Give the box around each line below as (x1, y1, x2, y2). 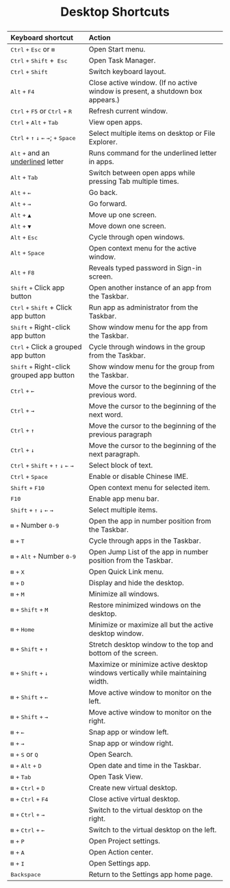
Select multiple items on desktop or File (88, 128, 216, 138)
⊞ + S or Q (10, 749, 39, 759)
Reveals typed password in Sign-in (88, 264, 202, 273)
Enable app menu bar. (88, 494, 159, 504)
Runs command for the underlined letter (88, 148, 217, 158)
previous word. (88, 390, 137, 400)
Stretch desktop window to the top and (88, 640, 214, 649)
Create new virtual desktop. (88, 783, 178, 793)
